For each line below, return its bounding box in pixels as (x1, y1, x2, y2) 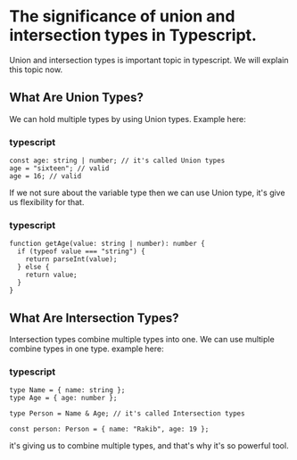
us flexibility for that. (9, 197, 85, 208)
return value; (25, 270, 78, 280)
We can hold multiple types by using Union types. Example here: (9, 113, 247, 124)
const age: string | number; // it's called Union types (9, 156, 226, 166)
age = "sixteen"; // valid (9, 164, 110, 173)
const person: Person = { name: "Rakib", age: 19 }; (9, 425, 210, 434)
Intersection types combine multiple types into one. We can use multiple (9, 334, 275, 345)
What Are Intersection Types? (9, 310, 179, 325)
